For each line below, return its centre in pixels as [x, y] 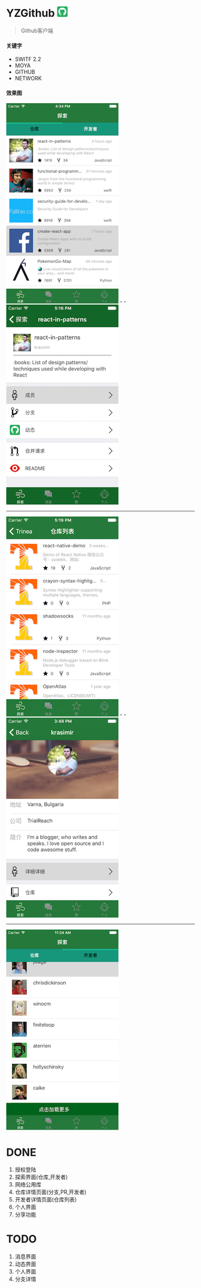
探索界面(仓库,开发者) [41, 1177]
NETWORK [28, 79]
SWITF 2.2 [28, 59]
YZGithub [31, 14]
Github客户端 [37, 31]
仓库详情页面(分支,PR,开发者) [51, 1192]
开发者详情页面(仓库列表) [46, 1200]
